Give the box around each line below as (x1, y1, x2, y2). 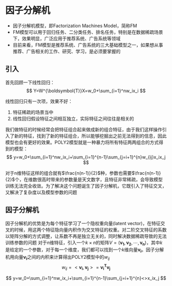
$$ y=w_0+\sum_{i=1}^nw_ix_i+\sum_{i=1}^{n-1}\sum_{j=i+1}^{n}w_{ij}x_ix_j (6, 154, 166, 160)
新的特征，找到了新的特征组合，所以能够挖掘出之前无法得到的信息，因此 (14, 133, 167, 139)
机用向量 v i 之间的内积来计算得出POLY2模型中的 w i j (5, 254, 110, 261)
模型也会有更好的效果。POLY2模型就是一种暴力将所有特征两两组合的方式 (5, 139, 159, 145)
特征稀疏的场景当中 (12, 109, 54, 115)
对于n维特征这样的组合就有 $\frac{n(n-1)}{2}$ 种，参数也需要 (5, 170, 132, 176)
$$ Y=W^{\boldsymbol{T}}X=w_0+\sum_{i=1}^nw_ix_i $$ (26, 88, 146, 94)
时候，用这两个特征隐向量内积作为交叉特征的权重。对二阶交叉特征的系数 (14, 227, 167, 233)
